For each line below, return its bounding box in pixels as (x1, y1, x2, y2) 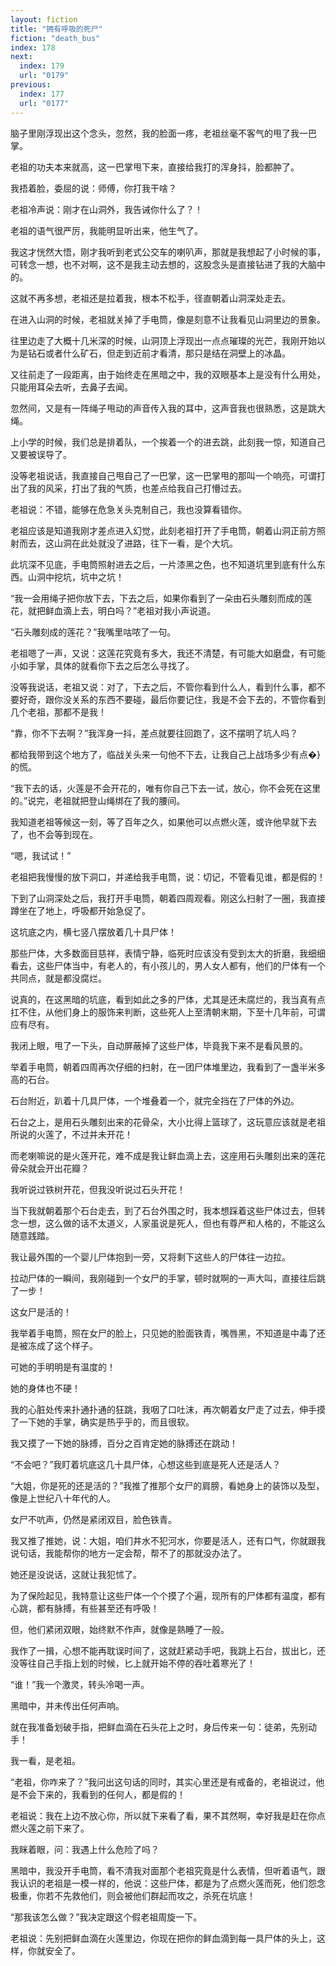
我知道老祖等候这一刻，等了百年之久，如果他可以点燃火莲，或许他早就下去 (10, 816, 317, 828)
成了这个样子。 (36, 1339, 98, 1351)
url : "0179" (19, 71, 70, 81)
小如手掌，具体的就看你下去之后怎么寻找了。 (10, 659, 195, 671)
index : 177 (19, 89, 65, 99)
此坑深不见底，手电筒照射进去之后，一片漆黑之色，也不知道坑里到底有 (10, 558, 300, 570)
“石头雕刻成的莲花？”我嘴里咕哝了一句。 (10, 626, 177, 638)
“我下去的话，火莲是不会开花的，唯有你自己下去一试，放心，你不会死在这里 (10, 782, 322, 794)
